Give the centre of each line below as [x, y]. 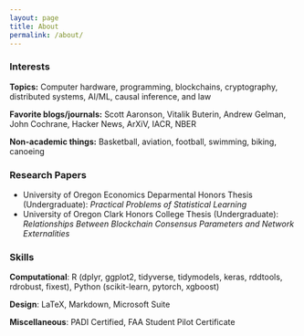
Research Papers [48, 174]
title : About [34, 26]
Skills [22, 257]
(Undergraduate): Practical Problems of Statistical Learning [135, 204]
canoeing [27, 151]
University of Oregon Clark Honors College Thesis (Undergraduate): [151, 214]
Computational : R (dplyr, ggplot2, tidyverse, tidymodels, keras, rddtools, [146, 277]
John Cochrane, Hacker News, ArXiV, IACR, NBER [103, 123]
